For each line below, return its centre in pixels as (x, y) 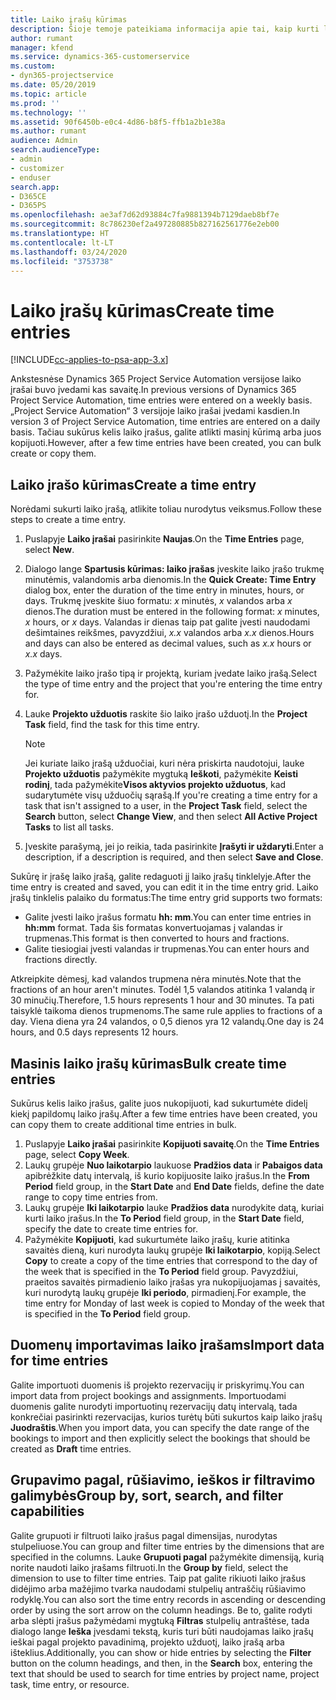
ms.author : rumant (48, 131)
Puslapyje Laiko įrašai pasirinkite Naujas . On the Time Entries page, (164, 539)
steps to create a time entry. (68, 520)
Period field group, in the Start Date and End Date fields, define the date (174, 1186)
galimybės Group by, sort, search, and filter (147, 1496)
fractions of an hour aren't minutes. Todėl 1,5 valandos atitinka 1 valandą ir (163, 990)
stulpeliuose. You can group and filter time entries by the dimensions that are (167, 1546)
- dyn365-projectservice (62, 76)
